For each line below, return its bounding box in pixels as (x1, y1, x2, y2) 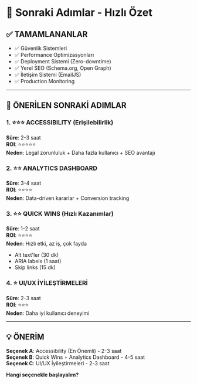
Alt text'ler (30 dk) (14, 252, 59, 259)
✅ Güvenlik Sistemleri (14, 45, 67, 52)
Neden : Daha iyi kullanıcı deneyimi (6, 310, 90, 317)
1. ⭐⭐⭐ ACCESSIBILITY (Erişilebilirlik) (6, 118, 114, 127)
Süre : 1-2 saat (6, 225, 40, 232)
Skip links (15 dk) (14, 264, 56, 271)
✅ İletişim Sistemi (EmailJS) (14, 71, 81, 78)
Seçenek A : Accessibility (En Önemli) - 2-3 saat (6, 348, 122, 355)
